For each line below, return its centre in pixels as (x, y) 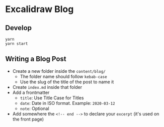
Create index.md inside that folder (47, 87)
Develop (18, 28)
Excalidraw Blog (39, 9)
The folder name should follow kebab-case (63, 76)
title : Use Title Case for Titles (52, 98)
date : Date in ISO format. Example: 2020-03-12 (67, 103)
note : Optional (34, 108)
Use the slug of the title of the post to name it (67, 82)
